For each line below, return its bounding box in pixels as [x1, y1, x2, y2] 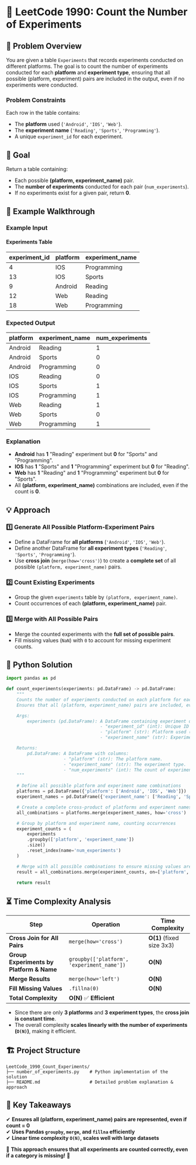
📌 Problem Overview [6, 41, 82, 51]
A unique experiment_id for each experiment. [14, 133, 124, 140]
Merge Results [9, 975, 51, 983]
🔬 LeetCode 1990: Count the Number [6, 5, 188, 19]
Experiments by [9, 958, 54, 967]
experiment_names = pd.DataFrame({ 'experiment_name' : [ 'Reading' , [16, 794, 181, 800]
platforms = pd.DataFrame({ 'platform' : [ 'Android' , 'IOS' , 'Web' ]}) [16, 789, 187, 794]
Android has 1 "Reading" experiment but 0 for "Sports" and [14, 451, 157, 458]
